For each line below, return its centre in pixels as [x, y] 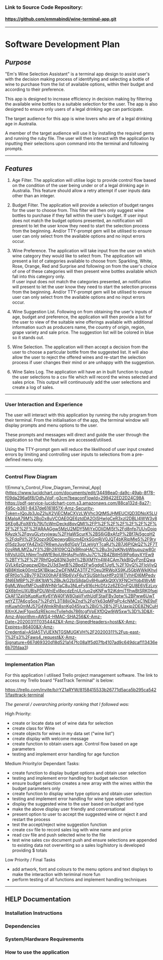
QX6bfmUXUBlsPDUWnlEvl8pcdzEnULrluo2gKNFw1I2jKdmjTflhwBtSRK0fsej [81, 591]
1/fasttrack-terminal [25, 695]
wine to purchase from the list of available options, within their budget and [79, 85]
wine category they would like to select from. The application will [77, 256]
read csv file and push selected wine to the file [59, 835]
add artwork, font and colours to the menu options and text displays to [82, 869]
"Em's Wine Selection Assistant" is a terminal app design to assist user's [77, 74]
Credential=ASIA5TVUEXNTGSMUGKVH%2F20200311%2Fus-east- [73, 632]
